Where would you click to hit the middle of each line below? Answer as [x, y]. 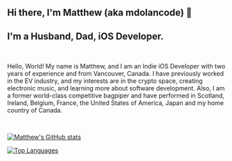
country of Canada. [35, 111]
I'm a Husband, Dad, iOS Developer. [86, 36]
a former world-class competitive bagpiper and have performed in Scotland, [116, 96]
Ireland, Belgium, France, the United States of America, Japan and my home [115, 103]
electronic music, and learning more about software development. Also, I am [116, 88]
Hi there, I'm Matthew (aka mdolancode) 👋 [100, 13]
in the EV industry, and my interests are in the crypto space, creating [105, 81]
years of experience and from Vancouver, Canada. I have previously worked [115, 74]
